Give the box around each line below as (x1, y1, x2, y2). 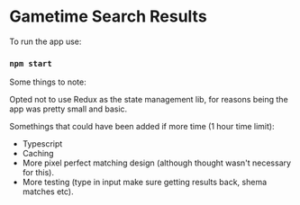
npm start (9, 58, 52, 68)
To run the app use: (9, 36, 82, 47)
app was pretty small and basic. (9, 103, 128, 114)
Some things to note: (9, 76, 87, 87)
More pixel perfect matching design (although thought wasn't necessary (22, 157, 291, 168)
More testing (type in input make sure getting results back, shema (22, 177, 268, 188)
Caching (22, 148, 54, 159)
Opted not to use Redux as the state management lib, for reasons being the (9, 94, 288, 105)
